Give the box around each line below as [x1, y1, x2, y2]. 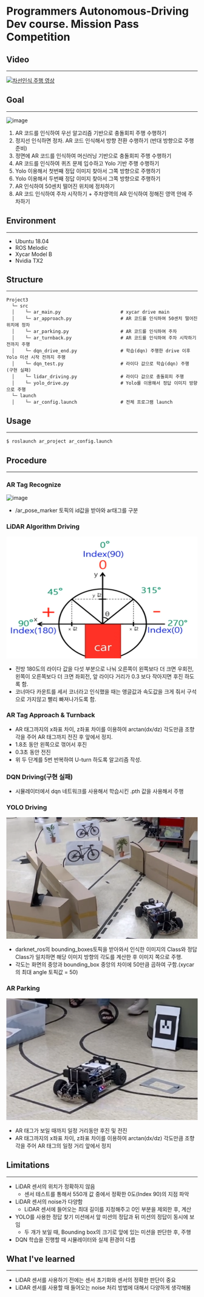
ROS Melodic [15, 244, 48, 251]
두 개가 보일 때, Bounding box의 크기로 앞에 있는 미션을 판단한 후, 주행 [24, 1228, 191, 1236]
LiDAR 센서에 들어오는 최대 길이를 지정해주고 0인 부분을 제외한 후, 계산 [24, 1205, 192, 1212]
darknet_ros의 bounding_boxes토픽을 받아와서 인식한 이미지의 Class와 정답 [15, 946, 197, 953]
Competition [6, 30, 71, 44]
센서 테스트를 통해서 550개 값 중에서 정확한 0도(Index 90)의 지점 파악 [24, 1190, 189, 1197]
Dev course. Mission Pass [6, 17, 140, 31]
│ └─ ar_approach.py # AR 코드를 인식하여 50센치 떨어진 [12, 316, 198, 322]
